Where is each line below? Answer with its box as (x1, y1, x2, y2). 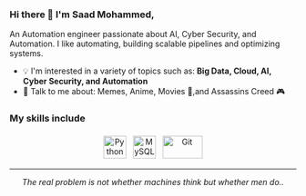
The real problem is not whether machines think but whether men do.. (22, 176, 284, 187)
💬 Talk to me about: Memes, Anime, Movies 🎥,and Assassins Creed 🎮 (22, 86, 285, 97)
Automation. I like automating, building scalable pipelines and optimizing (9, 38, 280, 49)
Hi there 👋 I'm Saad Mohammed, (9, 8, 155, 21)
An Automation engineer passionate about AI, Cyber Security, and (9, 29, 257, 40)
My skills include (9, 113, 87, 125)
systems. (9, 48, 44, 59)
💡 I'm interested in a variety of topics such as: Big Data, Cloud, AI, (22, 65, 271, 76)
